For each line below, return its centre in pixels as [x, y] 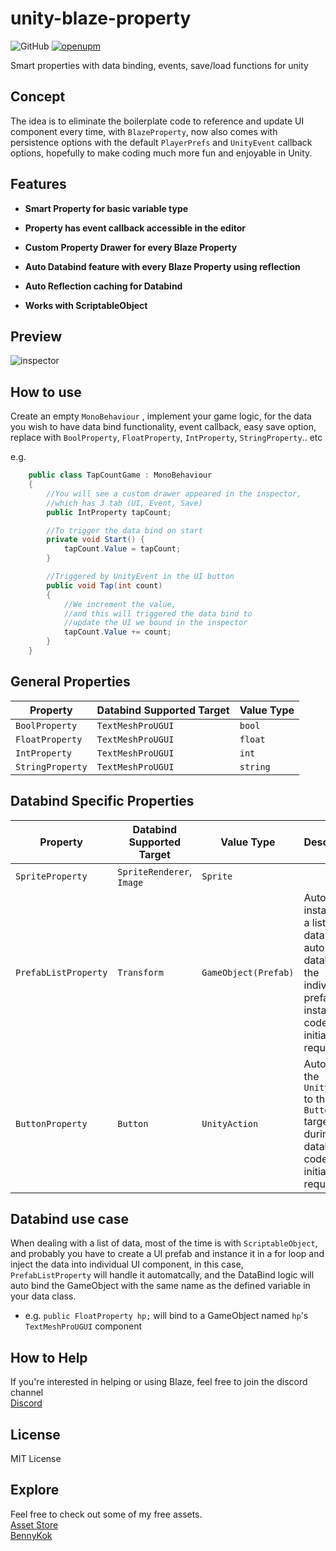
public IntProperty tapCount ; [109, 512]
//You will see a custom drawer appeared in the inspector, [174, 493]
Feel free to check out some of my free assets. [106, 1514]
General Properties [70, 682]
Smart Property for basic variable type [106, 208]
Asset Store [34, 1524]
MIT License [36, 1458]
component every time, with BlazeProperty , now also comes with [144, 131]
